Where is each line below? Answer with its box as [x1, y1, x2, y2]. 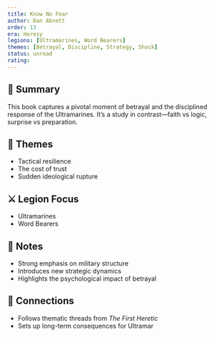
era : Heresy [7, 30, 43, 38]
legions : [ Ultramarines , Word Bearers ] [7, 37, 126, 44]
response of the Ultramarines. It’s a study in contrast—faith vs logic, [7, 110, 208, 119]
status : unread [7, 51, 53, 58]
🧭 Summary [7, 84, 61, 96]
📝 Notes [7, 240, 44, 252]
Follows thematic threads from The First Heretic [17, 313, 158, 322]
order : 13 [7, 24, 37, 31]
